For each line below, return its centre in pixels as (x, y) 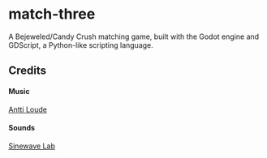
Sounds (22, 128)
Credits (28, 71)
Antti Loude (28, 109)
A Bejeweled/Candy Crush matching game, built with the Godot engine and (134, 36)
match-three (52, 14)
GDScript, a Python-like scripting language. (81, 45)
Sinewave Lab (32, 146)
